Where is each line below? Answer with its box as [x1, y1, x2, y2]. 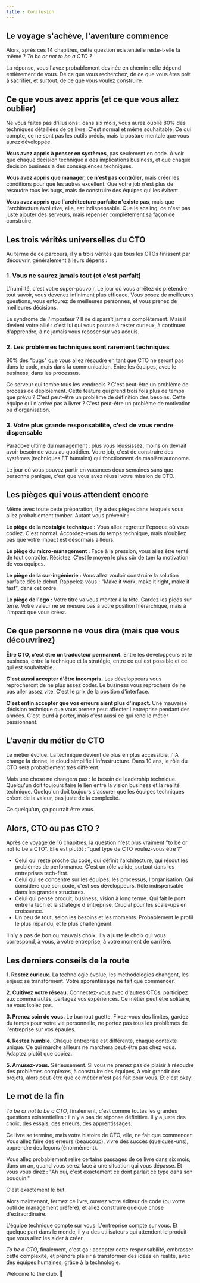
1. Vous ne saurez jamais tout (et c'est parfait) [6, 271, 141, 280]
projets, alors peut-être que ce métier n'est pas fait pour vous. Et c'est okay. [6, 1074, 193, 1081]
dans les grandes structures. [14, 888, 85, 896]
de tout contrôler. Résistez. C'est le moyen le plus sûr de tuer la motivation [6, 554, 189, 561]
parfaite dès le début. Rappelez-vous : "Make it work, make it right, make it [6, 578, 190, 585]
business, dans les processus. [6, 369, 80, 376]
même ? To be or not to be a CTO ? [6, 53, 92, 60]
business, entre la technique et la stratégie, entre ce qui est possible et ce [6, 657, 187, 664]
